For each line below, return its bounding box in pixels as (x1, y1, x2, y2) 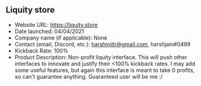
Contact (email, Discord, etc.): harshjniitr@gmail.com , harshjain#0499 (14, 40, 191, 48)
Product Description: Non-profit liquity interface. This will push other (14, 53, 188, 60)
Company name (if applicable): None (14, 34, 108, 41)
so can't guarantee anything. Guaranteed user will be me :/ (14, 73, 163, 80)
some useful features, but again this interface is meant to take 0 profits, (14, 66, 195, 74)
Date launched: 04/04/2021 (14, 27, 84, 35)
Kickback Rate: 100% (14, 47, 68, 54)
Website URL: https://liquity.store (14, 21, 98, 28)
